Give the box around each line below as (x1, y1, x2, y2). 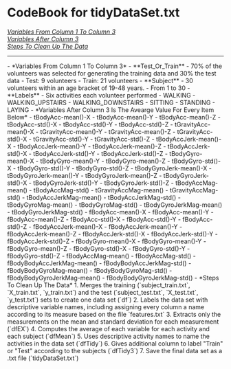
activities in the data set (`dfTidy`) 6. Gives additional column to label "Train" (7, 339, 223, 348)
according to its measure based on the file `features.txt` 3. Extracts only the (7, 310, 221, 318)
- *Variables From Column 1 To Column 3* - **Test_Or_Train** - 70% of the (7, 62, 222, 70)
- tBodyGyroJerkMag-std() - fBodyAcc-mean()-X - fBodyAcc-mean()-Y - (7, 208, 214, 216)
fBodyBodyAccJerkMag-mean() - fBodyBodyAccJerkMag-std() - (7, 259, 192, 267)
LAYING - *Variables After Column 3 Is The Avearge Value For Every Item (7, 105, 214, 114)
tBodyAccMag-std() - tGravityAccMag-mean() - (33, 186, 168, 194)
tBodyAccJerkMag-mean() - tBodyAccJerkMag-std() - (26, 193, 181, 201)
